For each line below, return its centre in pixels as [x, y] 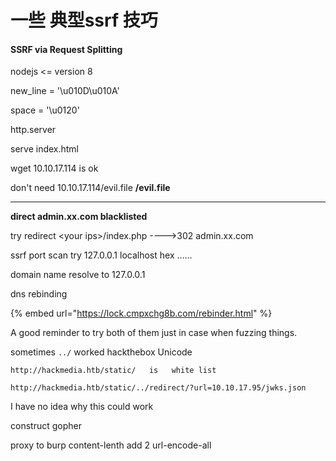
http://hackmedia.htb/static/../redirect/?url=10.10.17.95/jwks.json [158, 388]
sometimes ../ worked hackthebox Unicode [101, 352]
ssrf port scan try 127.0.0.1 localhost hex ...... [101, 255]
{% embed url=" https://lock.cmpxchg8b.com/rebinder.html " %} [141, 313]
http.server [33, 130]
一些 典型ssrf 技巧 [84, 20]
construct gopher [46, 426]
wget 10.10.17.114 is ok [54, 168]
